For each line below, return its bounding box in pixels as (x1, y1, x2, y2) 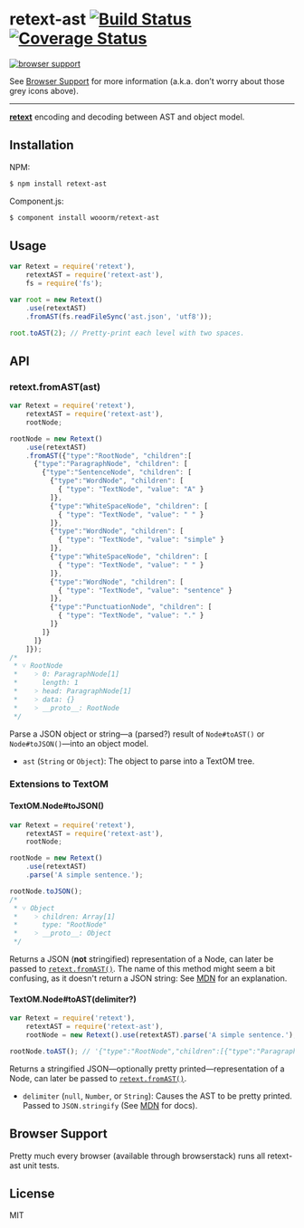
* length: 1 (13, 679, 79, 688)
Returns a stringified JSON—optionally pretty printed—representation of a (9, 1063, 285, 1074)
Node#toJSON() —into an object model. (9, 738, 149, 748)
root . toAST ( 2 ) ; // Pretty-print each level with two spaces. (9, 328, 245, 338)
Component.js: (9, 195, 64, 206)
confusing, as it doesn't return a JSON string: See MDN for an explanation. (9, 973, 288, 984)
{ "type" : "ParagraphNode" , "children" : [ (33, 460, 188, 469)
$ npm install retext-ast (9, 179, 107, 188)
